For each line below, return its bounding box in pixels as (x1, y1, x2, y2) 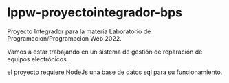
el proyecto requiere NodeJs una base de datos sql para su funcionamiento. (7, 68, 223, 76)
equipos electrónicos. (7, 54, 69, 63)
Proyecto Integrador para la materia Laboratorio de (7, 27, 151, 35)
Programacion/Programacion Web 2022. (7, 34, 122, 42)
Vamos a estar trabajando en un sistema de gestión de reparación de (7, 48, 203, 56)
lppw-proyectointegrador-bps (7, 5, 183, 20)
